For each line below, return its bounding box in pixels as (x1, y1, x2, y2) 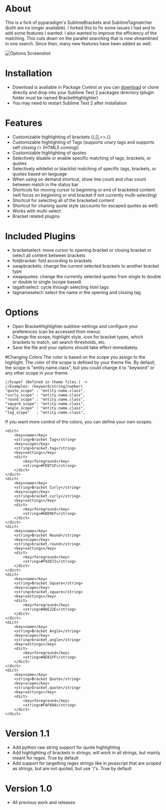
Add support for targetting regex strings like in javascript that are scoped (12, 760, 162, 766)
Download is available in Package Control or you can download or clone (12, 84, 160, 90)
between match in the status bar (12, 181, 79, 187)
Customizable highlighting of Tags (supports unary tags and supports (12, 139, 155, 145)
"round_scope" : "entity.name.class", (5, 397, 85, 402)
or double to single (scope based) (12, 279, 82, 285)
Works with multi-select (12, 207, 61, 214)
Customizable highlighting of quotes (12, 150, 87, 156)
